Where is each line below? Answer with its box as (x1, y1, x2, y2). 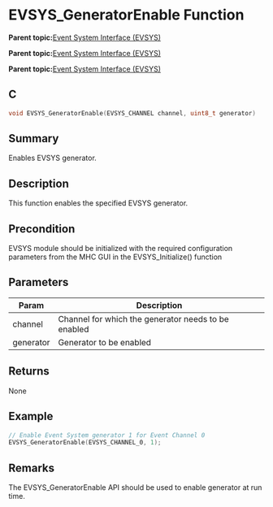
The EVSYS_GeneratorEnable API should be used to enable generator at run (8, 483, 262, 492)
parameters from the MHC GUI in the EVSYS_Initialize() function (8, 252, 223, 262)
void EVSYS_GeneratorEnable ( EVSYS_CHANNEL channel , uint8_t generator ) (8, 109, 256, 117)
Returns (8, 364, 50, 379)
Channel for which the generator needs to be (58, 313, 229, 324)
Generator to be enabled (58, 336, 152, 348)
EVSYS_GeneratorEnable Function (8, 6, 245, 24)
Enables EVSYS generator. (8, 153, 97, 163)
